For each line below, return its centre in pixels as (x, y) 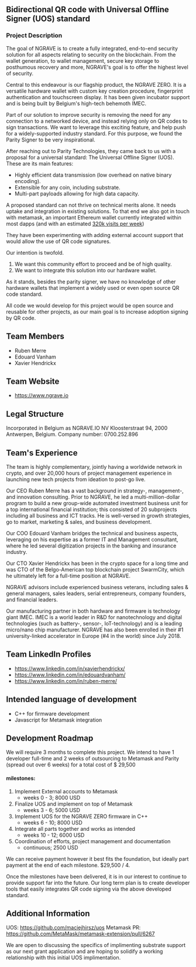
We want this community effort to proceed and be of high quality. (93, 264)
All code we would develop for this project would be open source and (90, 305)
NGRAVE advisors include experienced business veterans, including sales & (97, 587)
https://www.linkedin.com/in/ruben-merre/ (66, 681)
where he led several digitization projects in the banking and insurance (91, 546)
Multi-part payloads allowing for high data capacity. (77, 194)
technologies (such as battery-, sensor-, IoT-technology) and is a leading (94, 623)
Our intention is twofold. (35, 252)
